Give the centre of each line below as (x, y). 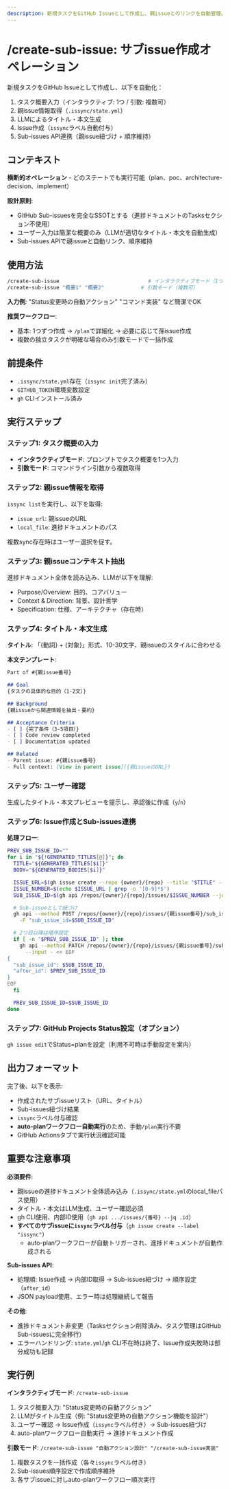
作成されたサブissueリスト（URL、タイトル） (81, 1100)
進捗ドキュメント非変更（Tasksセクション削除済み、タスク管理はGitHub (119, 1325)
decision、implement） (40, 186)
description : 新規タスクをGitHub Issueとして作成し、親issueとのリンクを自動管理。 (117, 13)
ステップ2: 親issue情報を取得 (55, 487)
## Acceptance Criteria (41, 722)
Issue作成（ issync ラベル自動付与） (67, 127)
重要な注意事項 (39, 1159)
